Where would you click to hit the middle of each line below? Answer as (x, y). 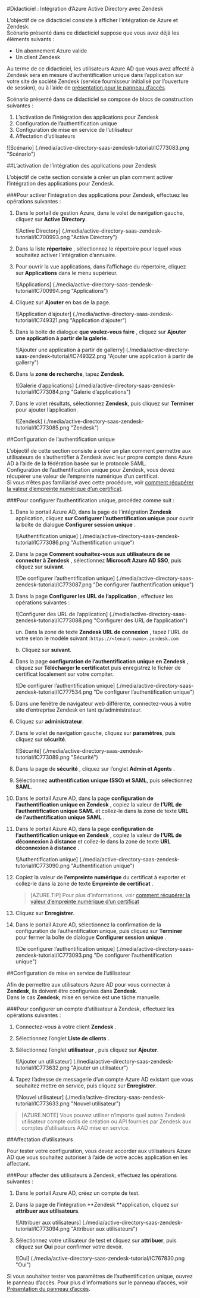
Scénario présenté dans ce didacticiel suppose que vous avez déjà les (93, 33)
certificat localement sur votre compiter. (65, 674)
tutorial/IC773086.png (43, 543)
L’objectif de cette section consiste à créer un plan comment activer (90, 177)
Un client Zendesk (38, 57)
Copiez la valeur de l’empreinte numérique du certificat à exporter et (101, 877)
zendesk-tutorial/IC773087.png (53, 585)
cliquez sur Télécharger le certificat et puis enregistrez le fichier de (98, 668)
